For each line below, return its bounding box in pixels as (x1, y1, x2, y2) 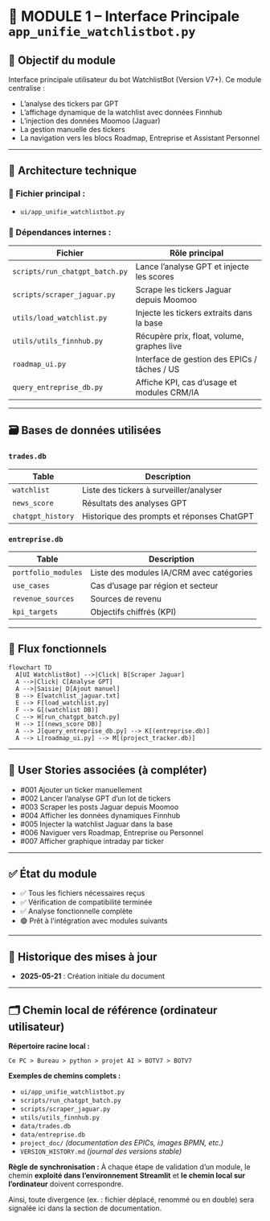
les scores (135, 271, 174, 282)
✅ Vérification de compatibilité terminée (19, 897, 153, 907)
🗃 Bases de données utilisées (8, 424, 162, 437)
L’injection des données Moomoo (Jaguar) (19, 116, 161, 126)
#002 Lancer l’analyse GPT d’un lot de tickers (19, 793, 171, 803)
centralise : (8, 84, 46, 93)
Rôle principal (170, 247, 224, 259)
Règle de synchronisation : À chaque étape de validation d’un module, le (8, 1162, 251, 1172)
